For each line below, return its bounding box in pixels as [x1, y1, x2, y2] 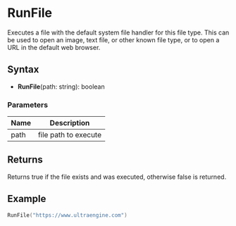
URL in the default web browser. [7, 43, 101, 51]
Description [49, 118, 90, 128]
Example [7, 193, 46, 205]
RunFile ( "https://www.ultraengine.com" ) [7, 211, 128, 219]
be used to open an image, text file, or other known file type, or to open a [7, 35, 220, 44]
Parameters [7, 100, 48, 110]
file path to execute [37, 130, 102, 140]
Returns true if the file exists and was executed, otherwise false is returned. [7, 172, 227, 181]
